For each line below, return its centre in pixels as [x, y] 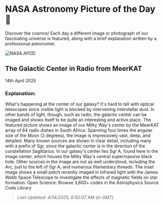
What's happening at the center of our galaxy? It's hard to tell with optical [80, 104]
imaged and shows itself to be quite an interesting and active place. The [78, 120]
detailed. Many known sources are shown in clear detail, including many [78, 141]
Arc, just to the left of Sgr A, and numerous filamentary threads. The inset [80, 167]
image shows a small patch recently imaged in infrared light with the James [82, 172]
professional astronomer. [30, 43]
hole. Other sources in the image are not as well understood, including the [80, 162]
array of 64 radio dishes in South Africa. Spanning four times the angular [79, 130]
